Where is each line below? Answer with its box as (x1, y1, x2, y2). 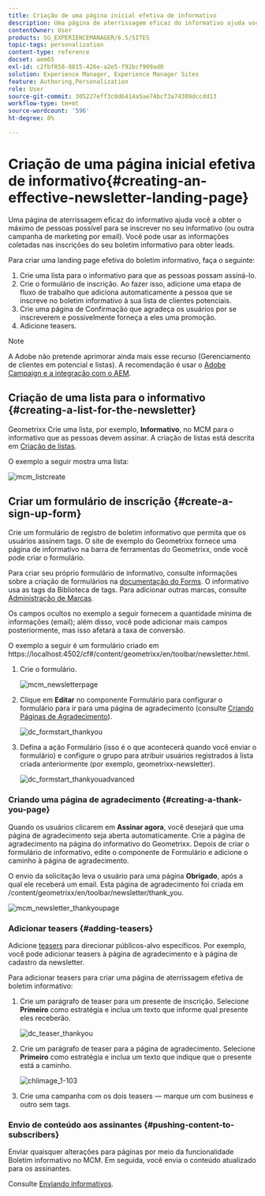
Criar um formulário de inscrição (8, 495, 172, 508)
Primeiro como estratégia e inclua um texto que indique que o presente (19, 1052, 252, 1062)
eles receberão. (19, 1014, 71, 1023)
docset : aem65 (8, 56, 55, 64)
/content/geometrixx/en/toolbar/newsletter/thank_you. (8, 887, 184, 897)
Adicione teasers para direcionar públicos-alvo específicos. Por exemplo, (8, 941, 247, 950)
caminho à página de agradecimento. (8, 856, 129, 865)
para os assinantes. (8, 1164, 72, 1173)
